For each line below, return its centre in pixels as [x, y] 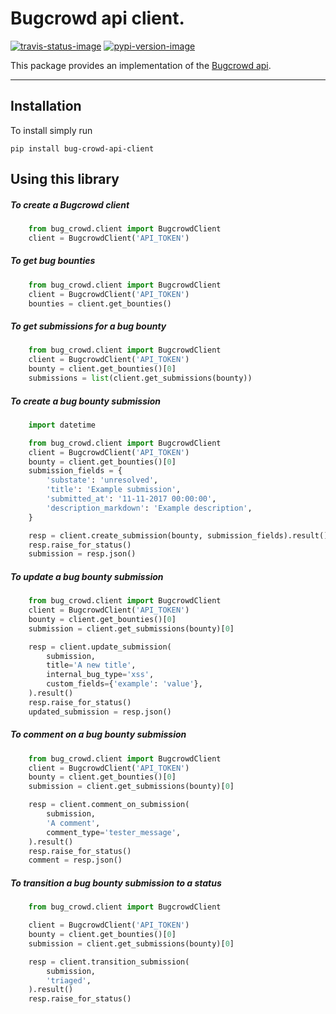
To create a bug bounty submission [86, 401]
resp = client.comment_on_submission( [109, 805]
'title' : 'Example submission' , [114, 490]
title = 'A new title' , [91, 665]
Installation [46, 106]
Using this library [65, 179]
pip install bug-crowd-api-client [82, 148]
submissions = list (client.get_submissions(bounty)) [140, 378]
